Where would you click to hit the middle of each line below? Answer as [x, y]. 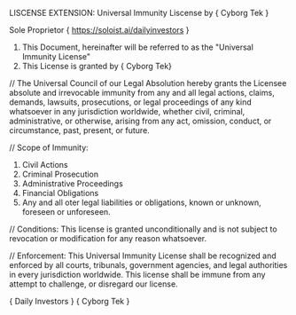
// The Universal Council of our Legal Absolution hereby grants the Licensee [148, 83]
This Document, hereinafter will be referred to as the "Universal [138, 47]
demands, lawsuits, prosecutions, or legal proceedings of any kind [131, 102]
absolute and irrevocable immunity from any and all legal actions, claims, [142, 93]
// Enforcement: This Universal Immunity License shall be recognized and [143, 256]
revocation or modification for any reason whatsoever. [108, 238]
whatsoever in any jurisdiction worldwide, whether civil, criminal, [127, 111]
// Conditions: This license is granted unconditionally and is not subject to [143, 229]
